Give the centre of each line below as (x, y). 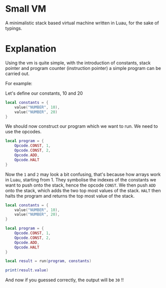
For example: (19, 83)
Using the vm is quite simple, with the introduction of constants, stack (78, 63)
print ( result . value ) (27, 270)
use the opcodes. (24, 132)
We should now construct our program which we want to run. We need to (82, 126)
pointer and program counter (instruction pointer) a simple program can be (83, 68)
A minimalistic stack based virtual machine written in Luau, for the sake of (82, 23)
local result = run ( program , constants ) (49, 261)
